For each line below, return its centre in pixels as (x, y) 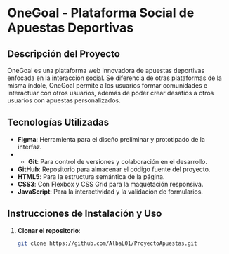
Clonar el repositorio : (49, 230)
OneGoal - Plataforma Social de (101, 13)
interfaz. (30, 147)
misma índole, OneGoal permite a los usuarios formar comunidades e (107, 85)
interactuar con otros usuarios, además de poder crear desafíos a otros (111, 93)
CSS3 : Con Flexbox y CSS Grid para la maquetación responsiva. (110, 184)
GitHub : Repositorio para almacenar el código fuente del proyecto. (114, 169)
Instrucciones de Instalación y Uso (85, 214)
